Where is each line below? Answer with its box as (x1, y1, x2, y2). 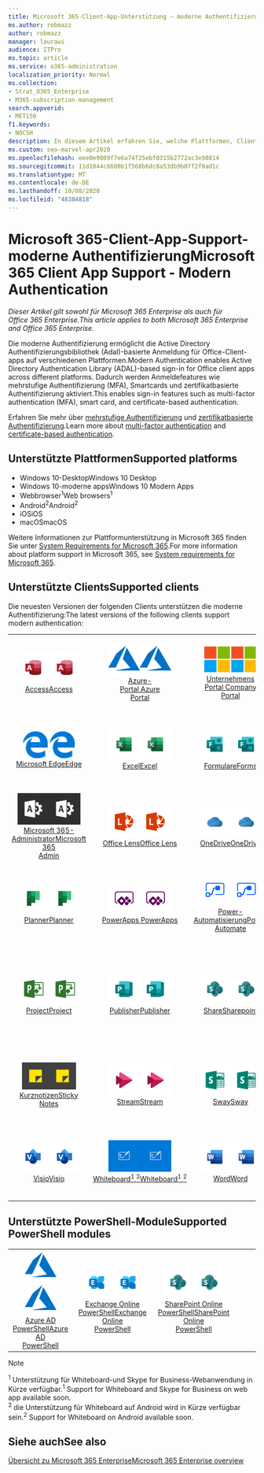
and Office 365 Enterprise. (8, 323, 94, 332)
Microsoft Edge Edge (15, 759, 82, 768)
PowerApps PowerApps (101, 915, 178, 925)
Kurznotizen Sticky (19, 1090, 79, 1100)
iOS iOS (19, 509, 43, 518)
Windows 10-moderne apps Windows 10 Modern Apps (19, 481, 194, 491)
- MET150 (8, 113, 37, 121)
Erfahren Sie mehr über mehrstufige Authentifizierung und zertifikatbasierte (8, 412, 254, 421)
